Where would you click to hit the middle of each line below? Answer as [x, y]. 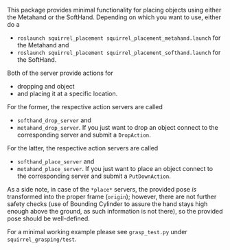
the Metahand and [43, 45]
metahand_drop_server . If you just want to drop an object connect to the [117, 127]
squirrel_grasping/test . [42, 239]
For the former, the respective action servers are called [85, 107]
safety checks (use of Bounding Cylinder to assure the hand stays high [107, 204]
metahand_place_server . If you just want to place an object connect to [115, 169]
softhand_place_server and [56, 161]
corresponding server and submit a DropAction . [84, 135]
